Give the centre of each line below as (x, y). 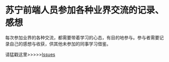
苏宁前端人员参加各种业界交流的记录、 (85, 10)
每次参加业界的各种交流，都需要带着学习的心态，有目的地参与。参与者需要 (82, 37)
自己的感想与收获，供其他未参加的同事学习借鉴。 (60, 43)
